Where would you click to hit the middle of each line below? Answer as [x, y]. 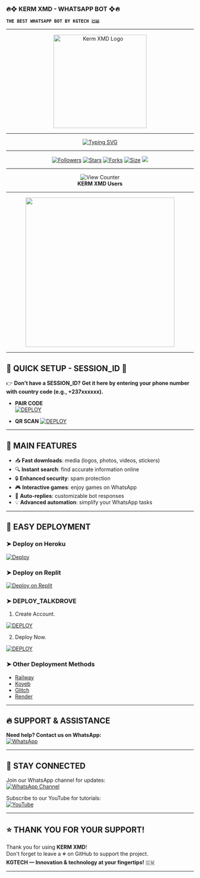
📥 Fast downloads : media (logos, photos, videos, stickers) [87, 460]
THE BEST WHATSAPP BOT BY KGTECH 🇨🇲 [53, 22]
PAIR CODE [29, 403]
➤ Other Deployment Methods [51, 664]
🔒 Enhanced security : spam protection [63, 478]
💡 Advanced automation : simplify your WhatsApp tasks [84, 502]
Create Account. [35, 614]
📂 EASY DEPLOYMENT [49, 527]
